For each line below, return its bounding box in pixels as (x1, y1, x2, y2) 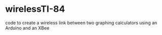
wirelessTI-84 (5, 3, 66, 15)
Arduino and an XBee (5, 25, 49, 31)
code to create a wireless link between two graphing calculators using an (5, 20, 157, 26)
